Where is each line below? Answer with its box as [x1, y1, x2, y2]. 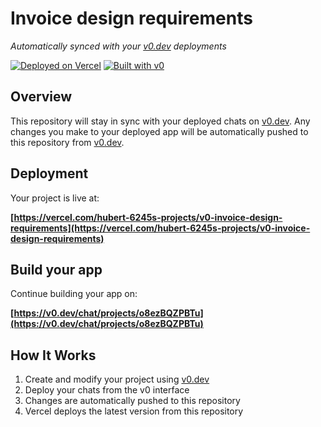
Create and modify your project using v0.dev [24, 373, 210, 386]
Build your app [10, 261, 103, 278]
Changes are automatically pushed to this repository [24, 395, 241, 407]
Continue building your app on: [10, 288, 138, 300]
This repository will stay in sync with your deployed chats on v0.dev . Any [10, 115, 311, 127]
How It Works [10, 347, 97, 364]
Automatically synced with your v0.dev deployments [10, 40, 227, 52]
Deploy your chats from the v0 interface [24, 384, 190, 396]
